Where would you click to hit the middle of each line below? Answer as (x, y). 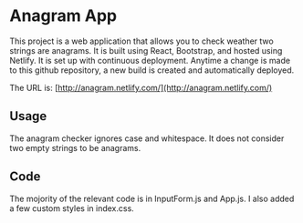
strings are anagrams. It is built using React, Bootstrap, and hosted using (146, 50)
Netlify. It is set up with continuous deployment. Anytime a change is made (150, 60)
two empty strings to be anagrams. (75, 147)
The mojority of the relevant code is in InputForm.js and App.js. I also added (152, 198)
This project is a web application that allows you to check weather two (141, 41)
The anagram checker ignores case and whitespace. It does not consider (147, 138)
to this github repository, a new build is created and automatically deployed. (152, 70)
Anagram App (63, 16)
